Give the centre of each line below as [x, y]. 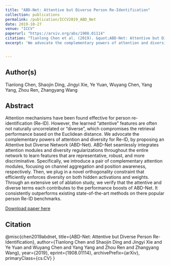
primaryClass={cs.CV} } [30, 258]
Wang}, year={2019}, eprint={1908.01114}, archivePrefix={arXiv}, [73, 253]
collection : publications [32, 15]
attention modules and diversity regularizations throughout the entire [77, 150]
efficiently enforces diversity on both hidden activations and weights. [77, 177]
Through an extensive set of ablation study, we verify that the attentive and [83, 182]
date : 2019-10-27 [24, 24]
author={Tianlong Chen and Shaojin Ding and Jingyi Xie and [99, 242]
